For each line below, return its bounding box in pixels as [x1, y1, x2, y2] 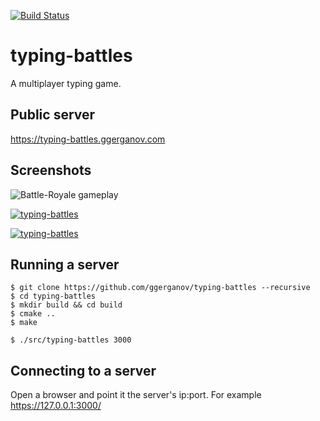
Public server [10, 106, 96, 124]
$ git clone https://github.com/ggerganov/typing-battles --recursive [10, 283, 311, 293]
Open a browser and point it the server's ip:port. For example [10, 389, 262, 401]
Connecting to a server [10, 362, 157, 379]
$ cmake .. [10, 309, 56, 319]
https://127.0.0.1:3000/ [10, 400, 102, 412]
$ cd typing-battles [10, 291, 97, 302]
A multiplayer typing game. [10, 77, 122, 89]
